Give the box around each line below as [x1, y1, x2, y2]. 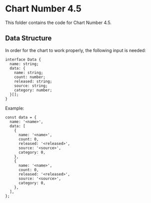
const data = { [5, 114, 37, 120]
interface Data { [5, 57, 41, 62]
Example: [5, 105, 24, 111]
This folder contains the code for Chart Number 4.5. [5, 19, 112, 25]
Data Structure [5, 34, 52, 42]
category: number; [14, 87, 52, 92]
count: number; [14, 74, 46, 79]
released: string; [14, 78, 52, 84]
